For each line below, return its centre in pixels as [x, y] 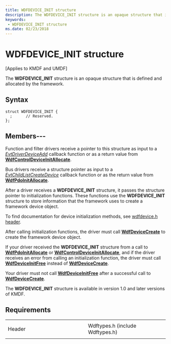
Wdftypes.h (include [112, 326]
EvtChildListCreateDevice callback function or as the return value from [79, 175]
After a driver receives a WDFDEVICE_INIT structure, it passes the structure [85, 190]
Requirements [28, 310]
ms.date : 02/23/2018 [27, 29]
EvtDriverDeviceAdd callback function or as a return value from [72, 154]
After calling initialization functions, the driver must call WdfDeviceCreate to [85, 232]
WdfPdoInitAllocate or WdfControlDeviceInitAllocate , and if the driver [80, 252]
